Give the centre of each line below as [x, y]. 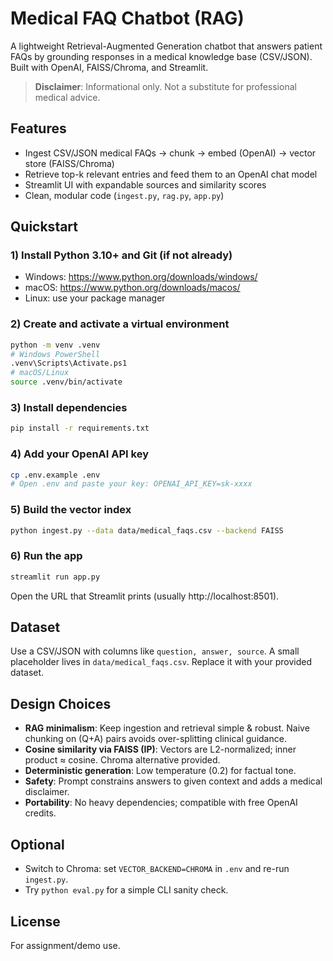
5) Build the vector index [71, 510]
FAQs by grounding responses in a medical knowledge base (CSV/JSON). [161, 56]
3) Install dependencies [69, 408]
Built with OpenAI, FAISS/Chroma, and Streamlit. [109, 67]
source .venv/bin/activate [66, 382]
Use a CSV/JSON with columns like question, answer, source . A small [155, 651]
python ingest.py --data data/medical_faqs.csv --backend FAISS [147, 530]
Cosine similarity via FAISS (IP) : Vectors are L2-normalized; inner [160, 749]
